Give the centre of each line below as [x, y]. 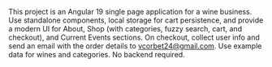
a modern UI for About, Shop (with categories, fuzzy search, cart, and [125, 29]
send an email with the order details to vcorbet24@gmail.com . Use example [135, 46]
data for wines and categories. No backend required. [97, 54]
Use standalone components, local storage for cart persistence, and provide [136, 20]
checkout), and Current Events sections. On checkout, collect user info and [134, 37]
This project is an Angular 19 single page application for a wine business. [130, 12]
